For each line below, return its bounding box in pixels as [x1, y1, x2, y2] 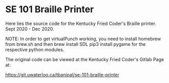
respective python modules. [5, 46, 65, 52]
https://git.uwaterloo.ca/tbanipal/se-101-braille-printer [5, 71, 119, 77]
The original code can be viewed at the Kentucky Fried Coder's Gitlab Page [5, 56, 164, 62]
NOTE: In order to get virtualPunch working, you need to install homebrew [5, 36, 161, 42]
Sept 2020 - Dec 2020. [5, 25, 54, 32]
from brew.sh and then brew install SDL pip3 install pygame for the [5, 41, 146, 47]
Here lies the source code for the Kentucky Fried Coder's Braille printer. [5, 20, 156, 26]
